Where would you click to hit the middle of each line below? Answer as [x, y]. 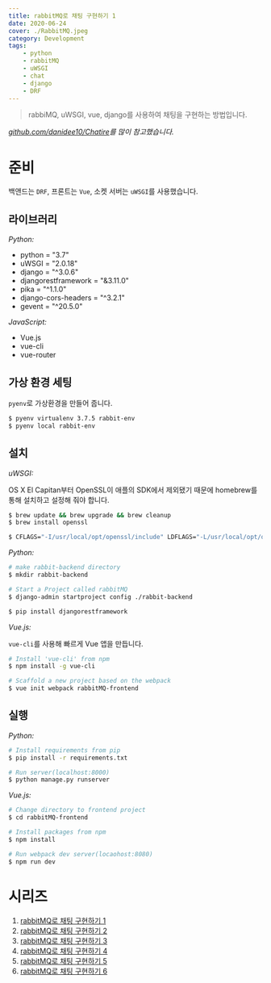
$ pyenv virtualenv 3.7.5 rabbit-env [72, 418]
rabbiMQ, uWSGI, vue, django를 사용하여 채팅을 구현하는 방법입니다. [138, 115]
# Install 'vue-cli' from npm [59, 659]
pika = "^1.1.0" [43, 289]
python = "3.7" [44, 255]
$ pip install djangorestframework [68, 611]
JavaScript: [27, 322]
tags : [17, 46]
